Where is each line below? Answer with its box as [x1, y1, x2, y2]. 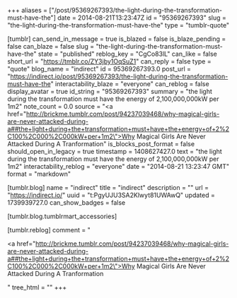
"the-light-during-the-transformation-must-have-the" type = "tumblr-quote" [7, 21, 230, 29]
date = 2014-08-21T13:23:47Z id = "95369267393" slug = [57, 13, 226, 22]
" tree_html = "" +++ [7, 283, 67, 292]
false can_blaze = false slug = [7, 42, 95, 50]
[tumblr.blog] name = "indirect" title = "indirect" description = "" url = [7, 184, 209, 191]
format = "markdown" [7, 169, 71, 178]
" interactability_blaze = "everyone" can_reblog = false [50, 80, 210, 88]
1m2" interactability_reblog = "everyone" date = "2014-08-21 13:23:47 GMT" [7, 162, 230, 170]
